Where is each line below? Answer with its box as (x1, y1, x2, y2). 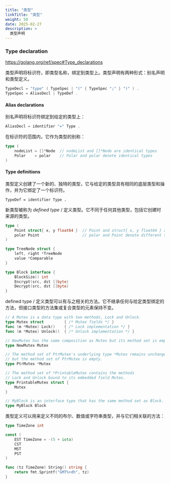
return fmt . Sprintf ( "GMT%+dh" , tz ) (14, 470, 90, 475)
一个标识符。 (40, 187, 67, 193)
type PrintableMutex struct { (5, 380, 69, 385)
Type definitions (5, 169, 40, 175)
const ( (5, 432, 22, 437)
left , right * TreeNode (14, 251, 62, 256)
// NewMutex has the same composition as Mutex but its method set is (5, 338, 157, 343)
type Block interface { (5, 270, 56, 275)
